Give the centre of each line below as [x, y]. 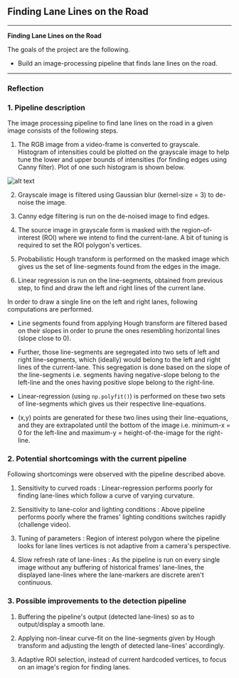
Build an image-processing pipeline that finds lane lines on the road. [118, 63]
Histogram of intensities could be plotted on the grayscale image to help [123, 152]
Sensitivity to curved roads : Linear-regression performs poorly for [115, 488]
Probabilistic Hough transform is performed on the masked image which [123, 259]
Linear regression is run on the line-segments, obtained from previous [120, 280]
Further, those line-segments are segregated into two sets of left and [118, 352]
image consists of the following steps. [63, 130]
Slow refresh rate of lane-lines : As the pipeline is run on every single [119, 560]
